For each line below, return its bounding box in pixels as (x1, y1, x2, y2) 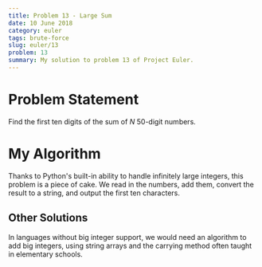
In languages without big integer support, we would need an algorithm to (8, 232, 247, 241)
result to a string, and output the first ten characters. (8, 188, 181, 198)
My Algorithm (8, 145, 101, 163)
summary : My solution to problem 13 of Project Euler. (8, 57, 194, 65)
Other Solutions (8, 211, 88, 225)
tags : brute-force (8, 33, 69, 42)
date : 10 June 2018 (8, 19, 73, 27)
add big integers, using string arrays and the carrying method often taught (8, 241, 252, 250)
